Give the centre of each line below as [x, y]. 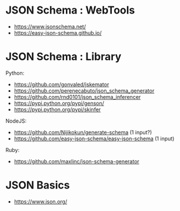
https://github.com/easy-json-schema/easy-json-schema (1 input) [94, 139]
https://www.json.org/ [41, 202]
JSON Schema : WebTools [70, 10]
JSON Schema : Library [64, 57]
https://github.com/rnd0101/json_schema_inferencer [77, 97]
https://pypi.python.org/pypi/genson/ [59, 103]
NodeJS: [16, 121]
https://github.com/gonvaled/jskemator [61, 84]
